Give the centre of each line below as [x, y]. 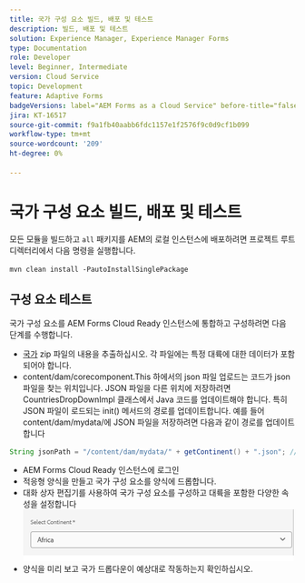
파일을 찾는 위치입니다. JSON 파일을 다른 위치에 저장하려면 [127, 387]
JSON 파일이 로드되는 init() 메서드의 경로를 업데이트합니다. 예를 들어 [143, 410]
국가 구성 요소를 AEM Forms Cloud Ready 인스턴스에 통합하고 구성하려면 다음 [148, 323]
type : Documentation [49, 48]
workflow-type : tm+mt [50, 135]
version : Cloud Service [54, 77]
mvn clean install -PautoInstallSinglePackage [99, 269]
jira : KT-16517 [38, 115]
